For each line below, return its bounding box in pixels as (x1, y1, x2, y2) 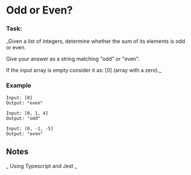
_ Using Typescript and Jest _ (6, 162, 77, 169)
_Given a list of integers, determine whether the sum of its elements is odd (6, 38, 186, 45)
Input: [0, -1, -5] (6, 126, 54, 132)
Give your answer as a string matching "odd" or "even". (6, 55, 140, 62)
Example (6, 82, 32, 90)
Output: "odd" (6, 115, 41, 121)
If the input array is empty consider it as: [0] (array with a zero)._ (6, 67, 162, 74)
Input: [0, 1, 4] (6, 110, 49, 116)
